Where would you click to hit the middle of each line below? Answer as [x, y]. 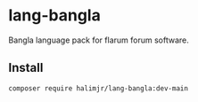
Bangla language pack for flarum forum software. [99, 40]
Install [26, 68]
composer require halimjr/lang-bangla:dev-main [99, 88]
